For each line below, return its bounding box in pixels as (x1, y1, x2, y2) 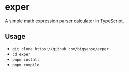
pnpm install (12, 57, 40, 62)
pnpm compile (12, 62, 40, 67)
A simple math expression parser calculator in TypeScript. (5, 18, 124, 24)
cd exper (12, 52, 31, 57)
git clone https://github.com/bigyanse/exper (12, 46, 109, 51)
